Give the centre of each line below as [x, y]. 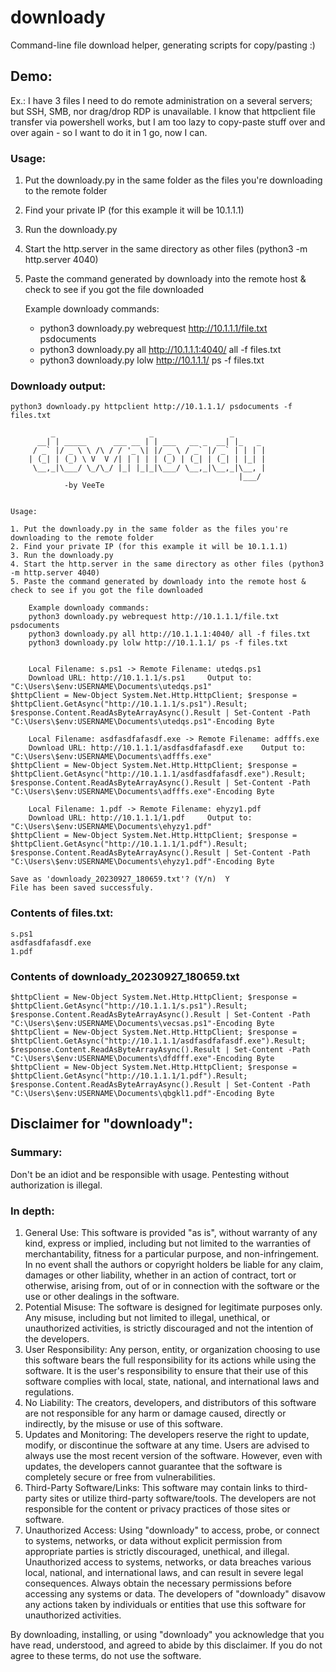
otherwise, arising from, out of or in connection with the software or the [172, 1285]
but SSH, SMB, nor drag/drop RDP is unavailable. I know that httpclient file [163, 111]
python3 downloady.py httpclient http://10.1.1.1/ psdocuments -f [151, 407]
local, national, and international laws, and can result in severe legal [164, 1572]
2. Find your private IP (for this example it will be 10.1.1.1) [149, 547]
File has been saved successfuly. [82, 888]
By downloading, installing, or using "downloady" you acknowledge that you [167, 1634]
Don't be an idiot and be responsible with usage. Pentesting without [150, 1174]
